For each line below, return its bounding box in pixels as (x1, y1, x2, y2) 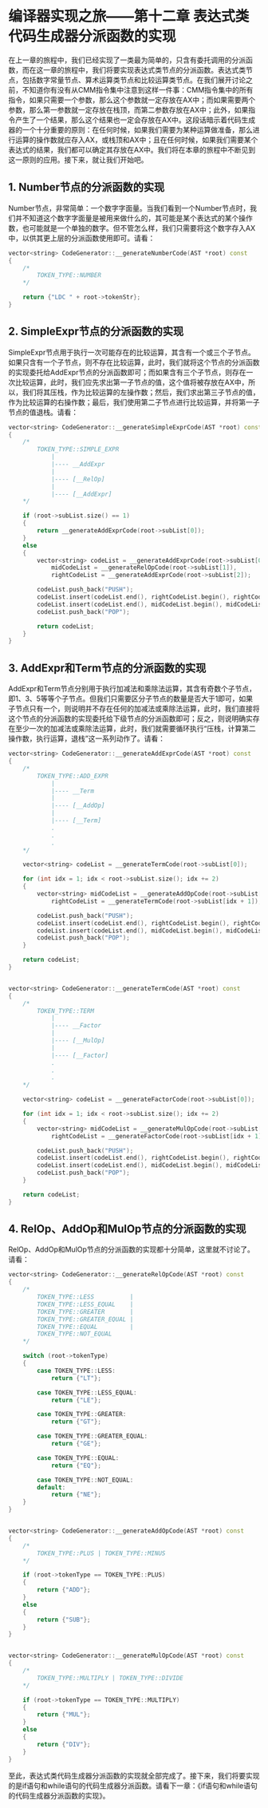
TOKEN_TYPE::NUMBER (37, 271, 102, 279)
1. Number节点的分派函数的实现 (8, 180, 165, 194)
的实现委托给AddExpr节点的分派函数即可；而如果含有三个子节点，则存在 (8, 367, 246, 377)
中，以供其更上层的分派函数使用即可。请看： (8, 233, 156, 243)
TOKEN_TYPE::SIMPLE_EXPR (37, 445, 120, 453)
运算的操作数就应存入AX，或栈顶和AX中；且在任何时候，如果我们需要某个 (14, 135, 258, 144)
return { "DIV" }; (37, 1740, 91, 1748)
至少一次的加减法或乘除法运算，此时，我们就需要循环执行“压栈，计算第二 (14, 724, 257, 734)
